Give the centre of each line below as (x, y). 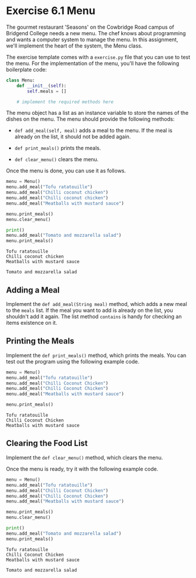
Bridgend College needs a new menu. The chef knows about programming (96, 33)
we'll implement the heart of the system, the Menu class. (74, 46)
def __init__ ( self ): (42, 86)
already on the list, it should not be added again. (73, 137)
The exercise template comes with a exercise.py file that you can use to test (98, 57)
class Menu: (20, 80)
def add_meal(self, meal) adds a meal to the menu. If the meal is (93, 131)
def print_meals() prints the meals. (58, 148)
